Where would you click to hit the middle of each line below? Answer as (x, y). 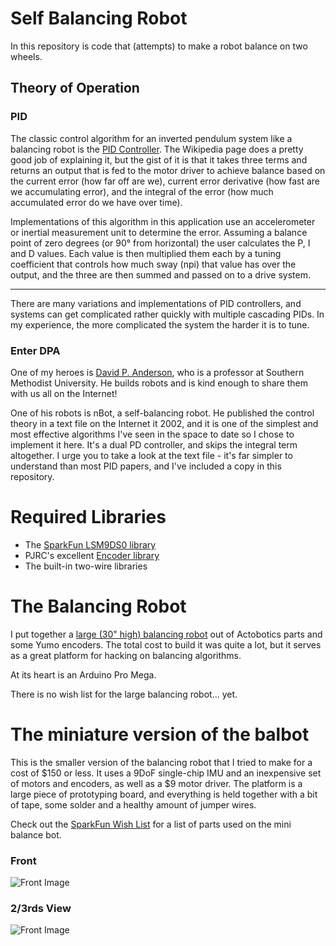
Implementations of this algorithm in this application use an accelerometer (163, 221)
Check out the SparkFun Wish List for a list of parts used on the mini (151, 824)
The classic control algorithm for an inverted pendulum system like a (151, 138)
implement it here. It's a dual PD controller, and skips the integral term (154, 444)
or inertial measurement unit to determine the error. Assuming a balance (159, 232)
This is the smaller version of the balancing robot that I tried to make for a (161, 762)
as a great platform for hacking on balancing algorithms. (126, 655)
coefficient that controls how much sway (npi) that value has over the (153, 264)
